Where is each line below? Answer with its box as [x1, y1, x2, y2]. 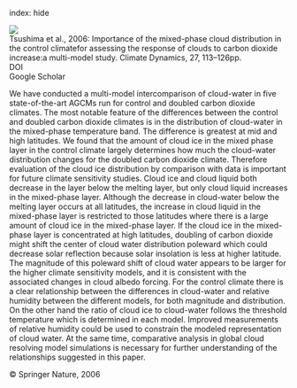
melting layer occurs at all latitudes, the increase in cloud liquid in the [9, 201, 261, 212]
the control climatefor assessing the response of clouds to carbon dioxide [9, 43, 278, 53]
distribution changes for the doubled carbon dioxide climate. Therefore [9, 154, 268, 165]
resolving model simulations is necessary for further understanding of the [9, 343, 278, 353]
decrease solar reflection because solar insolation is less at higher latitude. [9, 248, 282, 259]
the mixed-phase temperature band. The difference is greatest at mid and [9, 126, 278, 136]
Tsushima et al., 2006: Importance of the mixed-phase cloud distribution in [9, 34, 282, 43]
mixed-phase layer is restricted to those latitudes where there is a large [9, 211, 269, 221]
